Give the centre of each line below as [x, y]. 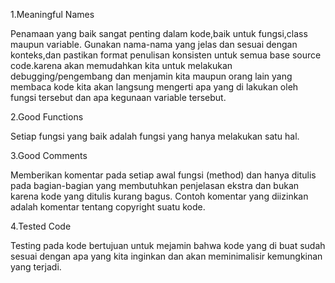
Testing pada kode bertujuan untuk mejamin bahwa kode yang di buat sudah [168, 245]
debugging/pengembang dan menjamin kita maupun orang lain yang [151, 76]
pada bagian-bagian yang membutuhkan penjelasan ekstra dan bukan [155, 185]
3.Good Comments [49, 155]
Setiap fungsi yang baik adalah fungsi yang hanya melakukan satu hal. [155, 136]
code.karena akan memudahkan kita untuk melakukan [121, 65]
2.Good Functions [47, 117]
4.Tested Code [41, 226]
